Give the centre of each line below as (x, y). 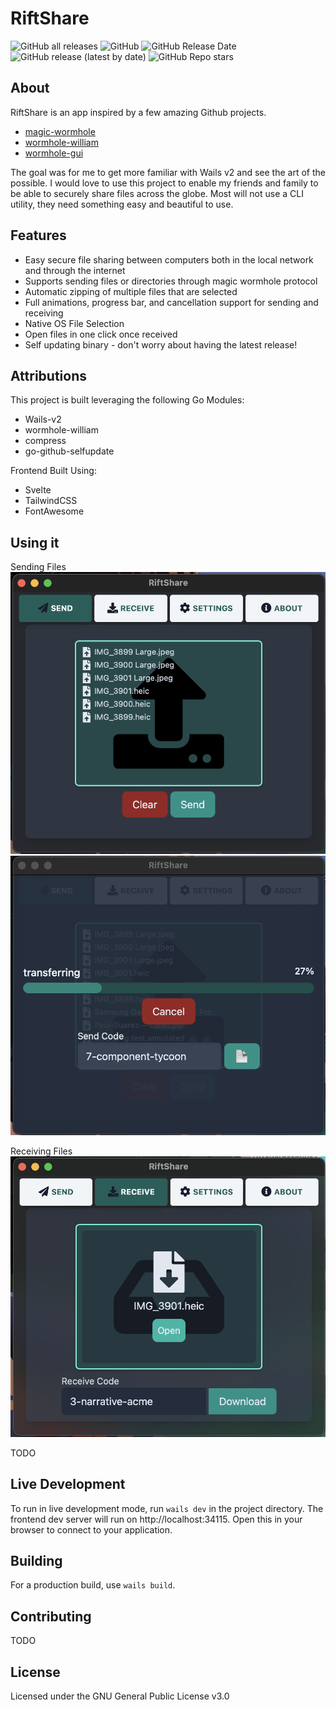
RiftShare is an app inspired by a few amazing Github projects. (138, 112)
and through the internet (75, 270)
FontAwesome (54, 511)
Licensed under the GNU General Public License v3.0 (120, 1696)
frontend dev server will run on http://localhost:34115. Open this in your (156, 1519)
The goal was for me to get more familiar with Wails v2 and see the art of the (168, 172)
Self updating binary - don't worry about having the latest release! (161, 344)
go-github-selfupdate (69, 451)
